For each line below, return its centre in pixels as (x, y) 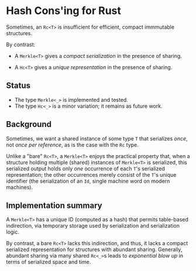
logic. (13, 232)
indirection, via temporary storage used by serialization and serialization (93, 226)
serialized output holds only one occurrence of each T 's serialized (85, 169)
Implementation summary (54, 205)
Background (29, 124)
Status (18, 86)
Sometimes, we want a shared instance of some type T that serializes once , (97, 138)
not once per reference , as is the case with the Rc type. (72, 145)
